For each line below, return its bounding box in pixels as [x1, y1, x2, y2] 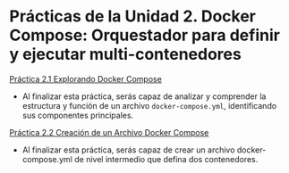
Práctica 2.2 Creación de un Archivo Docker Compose [9, 127, 209, 137]
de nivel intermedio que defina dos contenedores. [74, 153, 259, 164]
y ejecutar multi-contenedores [9, 45, 242, 64]
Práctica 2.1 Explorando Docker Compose [9, 73, 163, 84]
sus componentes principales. [21, 110, 134, 120]
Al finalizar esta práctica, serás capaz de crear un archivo [21, 144, 235, 155]
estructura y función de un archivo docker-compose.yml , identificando [21, 100, 277, 111]
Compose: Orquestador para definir [9, 25, 280, 45]
